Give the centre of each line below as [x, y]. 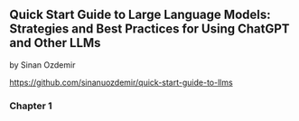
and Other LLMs [55, 43]
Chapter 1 [31, 106]
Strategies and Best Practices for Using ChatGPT [150, 29]
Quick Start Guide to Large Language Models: [140, 15]
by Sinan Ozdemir [42, 65]
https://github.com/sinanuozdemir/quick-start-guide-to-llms [121, 82]
